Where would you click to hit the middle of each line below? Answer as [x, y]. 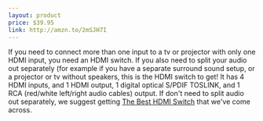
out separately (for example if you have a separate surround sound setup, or [131, 69]
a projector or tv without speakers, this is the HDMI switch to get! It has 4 [126, 77]
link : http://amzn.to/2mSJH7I [58, 30]
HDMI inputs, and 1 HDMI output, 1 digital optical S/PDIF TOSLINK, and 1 [124, 85]
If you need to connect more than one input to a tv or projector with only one [132, 52]
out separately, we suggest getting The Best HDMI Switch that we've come [130, 101]
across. [20, 110]
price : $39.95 [31, 23]
